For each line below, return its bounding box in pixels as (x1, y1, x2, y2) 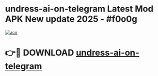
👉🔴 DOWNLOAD (5, 47, 74, 58)
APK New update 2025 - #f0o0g (5, 13, 138, 25)
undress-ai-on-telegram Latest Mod (5, 3, 154, 14)
